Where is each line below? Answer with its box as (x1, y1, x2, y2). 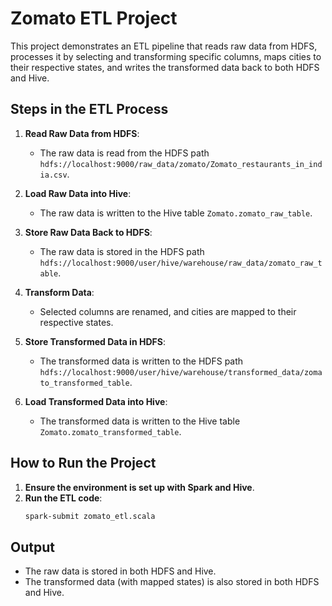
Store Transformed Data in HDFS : (24, 335, 166, 347)
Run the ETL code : (24, 492, 103, 504)
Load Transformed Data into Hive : (24, 395, 168, 407)
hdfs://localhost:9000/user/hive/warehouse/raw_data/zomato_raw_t (39, 258, 323, 268)
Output (10, 538, 55, 556)
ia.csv (39, 170, 68, 180)
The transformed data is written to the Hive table (39, 415, 241, 427)
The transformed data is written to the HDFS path (39, 355, 244, 367)
